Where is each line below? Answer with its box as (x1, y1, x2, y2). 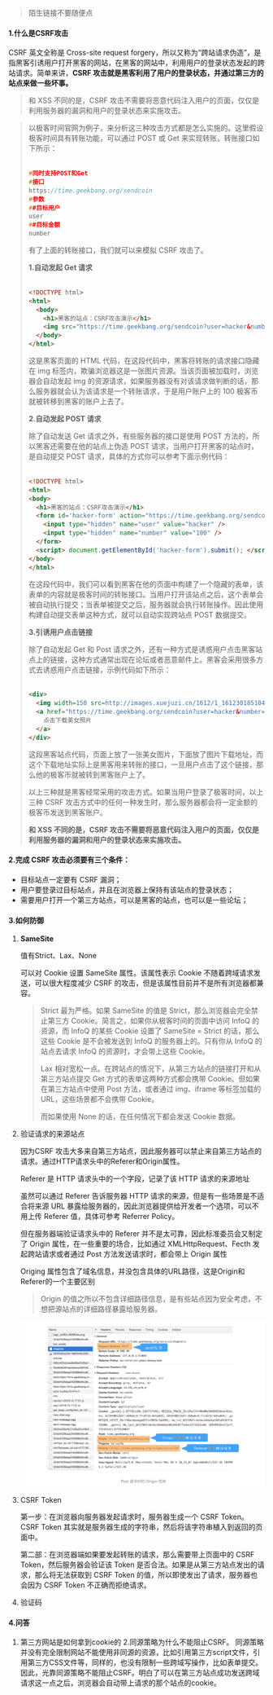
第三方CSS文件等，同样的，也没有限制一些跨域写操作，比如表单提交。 (27, 1658, 262, 1667)
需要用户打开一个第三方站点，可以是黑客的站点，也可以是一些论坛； (19, 895, 249, 905)
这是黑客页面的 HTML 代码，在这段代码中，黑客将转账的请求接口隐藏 (28, 356, 260, 366)
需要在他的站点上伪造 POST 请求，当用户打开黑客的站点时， (56, 442, 258, 451)
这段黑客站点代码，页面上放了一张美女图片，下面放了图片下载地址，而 (28, 749, 264, 759)
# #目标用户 (28, 204, 61, 212)
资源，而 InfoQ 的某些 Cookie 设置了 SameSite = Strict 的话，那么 (40, 1026, 260, 1036)
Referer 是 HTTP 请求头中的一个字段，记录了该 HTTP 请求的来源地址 (19, 1173, 250, 1184)
